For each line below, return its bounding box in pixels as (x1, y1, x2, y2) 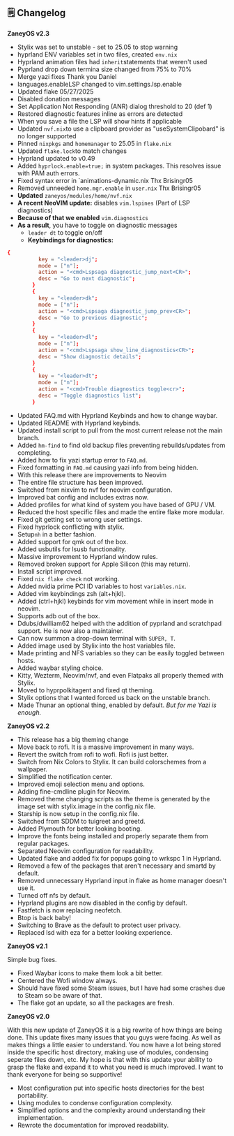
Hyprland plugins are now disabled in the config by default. (17, 898, 188, 907)
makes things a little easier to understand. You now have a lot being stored (7, 1040, 221, 1049)
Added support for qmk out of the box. (17, 537, 129, 546)
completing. (17, 448, 52, 457)
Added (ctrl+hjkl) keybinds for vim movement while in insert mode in (17, 597, 214, 605)
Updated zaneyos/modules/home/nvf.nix (17, 191, 132, 199)
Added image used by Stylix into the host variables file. (17, 641, 175, 650)
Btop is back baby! (17, 913, 71, 922)
